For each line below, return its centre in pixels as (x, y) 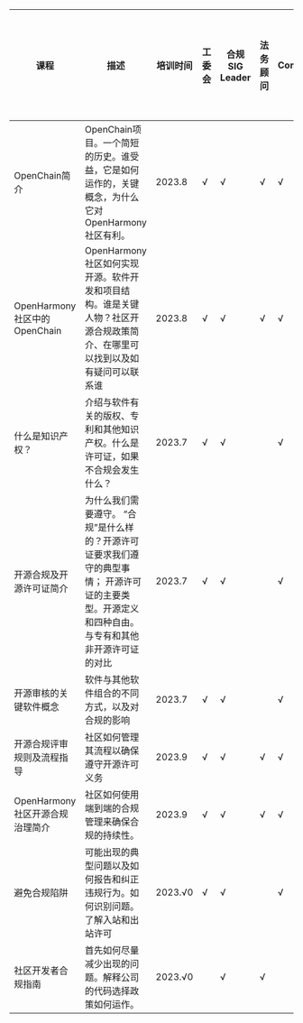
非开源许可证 (112, 649)
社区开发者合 (41, 971)
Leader (235, 78)
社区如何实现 (112, 263)
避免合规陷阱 (41, 893)
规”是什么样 (109, 527)
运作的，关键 (112, 184)
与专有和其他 (112, 636)
